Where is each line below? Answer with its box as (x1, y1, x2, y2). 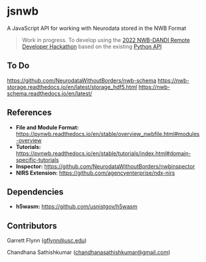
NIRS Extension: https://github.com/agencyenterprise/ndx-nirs (15, 169, 175, 176)
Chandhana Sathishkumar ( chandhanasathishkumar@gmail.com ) (7, 249, 171, 256)
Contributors (7, 220, 57, 231)
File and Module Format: (15, 123, 79, 131)
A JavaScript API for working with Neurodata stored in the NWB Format (7, 24, 186, 32)
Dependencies (7, 186, 64, 197)
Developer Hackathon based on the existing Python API (21, 43, 162, 50)
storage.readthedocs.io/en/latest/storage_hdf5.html (7, 83, 138, 90)
